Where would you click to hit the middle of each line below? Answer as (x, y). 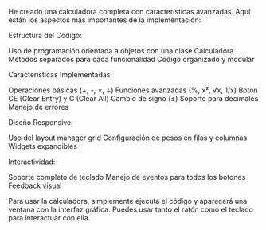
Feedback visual (35, 185)
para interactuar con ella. (49, 218)
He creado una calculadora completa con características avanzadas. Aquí (129, 12)
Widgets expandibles (43, 146)
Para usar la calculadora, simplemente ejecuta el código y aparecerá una (128, 201)
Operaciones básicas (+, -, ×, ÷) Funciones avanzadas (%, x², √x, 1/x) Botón (133, 90)
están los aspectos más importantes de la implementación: (105, 20)
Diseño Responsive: (41, 122)
